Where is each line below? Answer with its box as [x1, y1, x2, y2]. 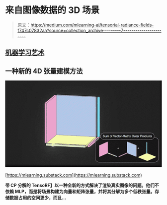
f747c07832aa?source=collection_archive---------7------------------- [17, 27, 162, 33]
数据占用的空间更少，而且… [9, 195, 67, 201]
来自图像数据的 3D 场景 [5, 4, 100, 16]
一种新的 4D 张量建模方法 [5, 67, 83, 75]
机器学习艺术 [5, 48, 45, 57]
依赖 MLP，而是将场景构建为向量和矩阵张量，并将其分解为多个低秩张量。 [5, 188, 155, 194]
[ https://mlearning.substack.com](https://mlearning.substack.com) [5, 172, 143, 178]
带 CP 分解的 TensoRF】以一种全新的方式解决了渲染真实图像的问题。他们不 [5, 182, 159, 188]
